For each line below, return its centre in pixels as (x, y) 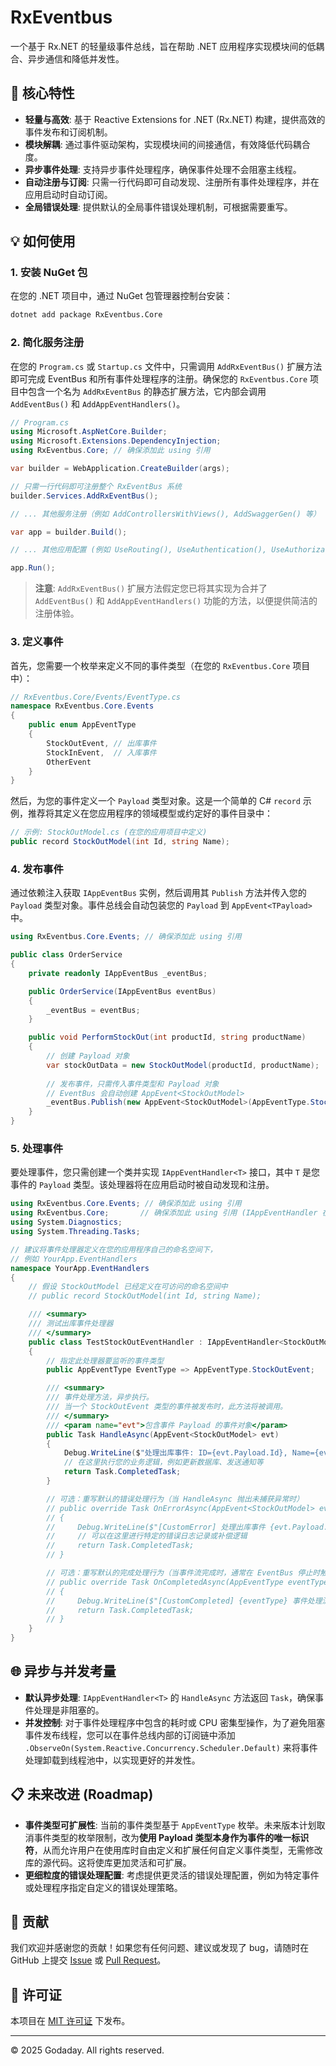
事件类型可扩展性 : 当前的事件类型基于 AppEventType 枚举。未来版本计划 (170, 1825)
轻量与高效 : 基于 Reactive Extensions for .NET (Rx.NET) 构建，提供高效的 (175, 119)
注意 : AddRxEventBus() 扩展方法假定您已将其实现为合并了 (151, 588)
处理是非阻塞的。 (69, 1710)
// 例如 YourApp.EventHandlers (74, 1259)
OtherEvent (69, 762)
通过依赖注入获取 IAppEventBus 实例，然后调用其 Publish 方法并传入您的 (158, 893)
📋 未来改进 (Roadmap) (82, 1794)
